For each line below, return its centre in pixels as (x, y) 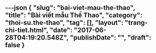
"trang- (136, 23)
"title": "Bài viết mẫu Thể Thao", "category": (74, 16)
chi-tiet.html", (27, 30)
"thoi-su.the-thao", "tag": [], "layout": (64, 23)
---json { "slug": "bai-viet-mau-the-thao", (70, 8)
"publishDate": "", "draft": (111, 38)
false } (15, 45)
